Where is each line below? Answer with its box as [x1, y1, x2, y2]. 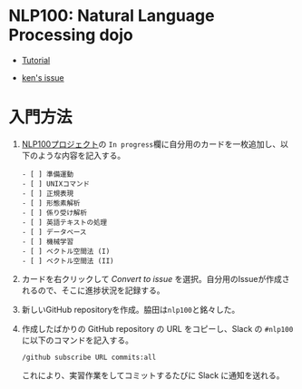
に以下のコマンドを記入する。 [21, 335, 133, 345]
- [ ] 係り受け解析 [21, 208, 88, 218]
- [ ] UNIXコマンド [21, 179, 90, 189]
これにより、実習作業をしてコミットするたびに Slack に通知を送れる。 [21, 369, 285, 381]
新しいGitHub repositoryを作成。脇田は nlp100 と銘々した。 [21, 304, 240, 315]
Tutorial [21, 54, 51, 65]
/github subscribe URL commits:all [21, 353, 157, 362]
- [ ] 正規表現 [21, 189, 74, 198]
